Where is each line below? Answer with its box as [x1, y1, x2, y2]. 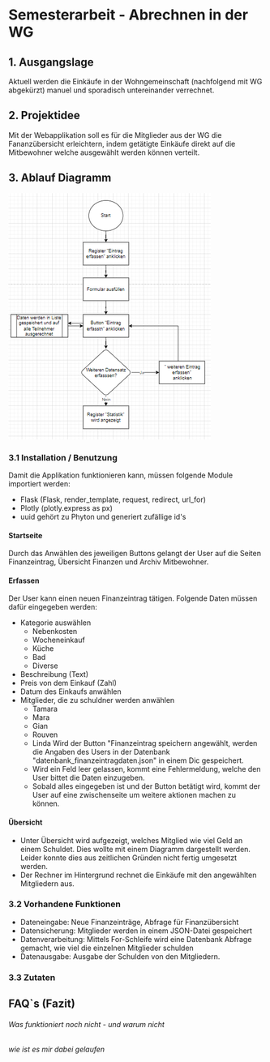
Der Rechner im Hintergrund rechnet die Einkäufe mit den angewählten [19, 870, 257, 880]
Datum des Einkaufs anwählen [19, 687, 122, 696]
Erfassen [8, 576, 40, 585]
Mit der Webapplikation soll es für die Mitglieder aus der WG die [8, 130, 222, 139]
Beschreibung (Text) [19, 670, 89, 679]
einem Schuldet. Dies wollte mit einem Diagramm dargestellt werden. [19, 844, 251, 854]
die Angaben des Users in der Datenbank [32, 747, 170, 757]
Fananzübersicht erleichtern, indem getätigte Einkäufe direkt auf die [8, 139, 236, 148]
